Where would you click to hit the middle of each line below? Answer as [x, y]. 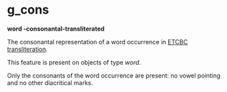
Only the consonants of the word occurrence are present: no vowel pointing [114, 75]
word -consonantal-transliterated [56, 29]
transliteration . [27, 49]
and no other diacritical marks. [50, 82]
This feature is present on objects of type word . [74, 62]
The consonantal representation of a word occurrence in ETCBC [97, 42]
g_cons [28, 10]
